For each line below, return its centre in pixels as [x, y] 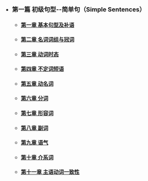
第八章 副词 [34, 128]
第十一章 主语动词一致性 [50, 172]
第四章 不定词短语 [42, 69]
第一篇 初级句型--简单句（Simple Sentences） [78, 9]
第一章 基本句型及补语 [47, 24]
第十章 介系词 [37, 157]
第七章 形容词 [37, 113]
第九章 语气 [34, 143]
